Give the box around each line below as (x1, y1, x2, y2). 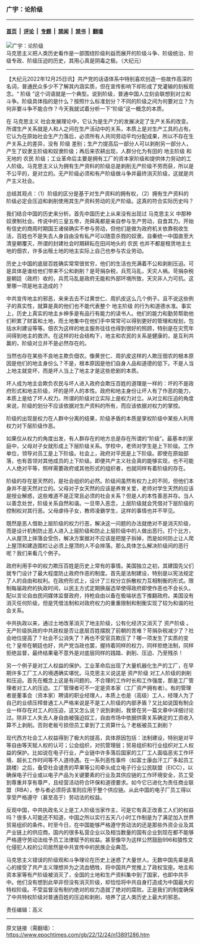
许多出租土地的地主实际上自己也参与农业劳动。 (32, 247, 147, 254)
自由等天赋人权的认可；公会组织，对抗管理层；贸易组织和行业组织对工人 (11, 742, 189, 749)
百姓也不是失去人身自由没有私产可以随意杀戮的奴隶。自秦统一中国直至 (16, 232, 189, 239)
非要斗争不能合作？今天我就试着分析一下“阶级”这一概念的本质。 (11, 105, 168, 112)
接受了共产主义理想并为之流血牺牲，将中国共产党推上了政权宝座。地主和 (16, 864, 194, 871)
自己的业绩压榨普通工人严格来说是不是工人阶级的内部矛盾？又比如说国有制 (6, 699, 189, 706)
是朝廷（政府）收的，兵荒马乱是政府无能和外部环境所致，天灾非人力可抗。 (6, 275, 189, 282)
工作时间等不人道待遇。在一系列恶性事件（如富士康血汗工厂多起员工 (26, 756, 194, 764)
